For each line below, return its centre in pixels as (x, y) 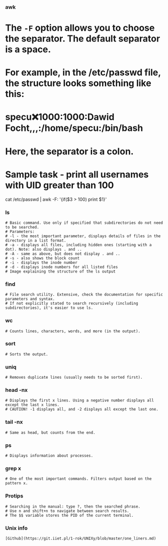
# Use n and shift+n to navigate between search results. (67, 511)
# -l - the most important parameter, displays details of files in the (83, 236)
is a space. (28, 50)
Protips (14, 496)
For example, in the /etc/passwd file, (83, 73)
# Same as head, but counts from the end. (50, 433)
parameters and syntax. (30, 299)
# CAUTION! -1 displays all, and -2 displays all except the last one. (82, 409)
